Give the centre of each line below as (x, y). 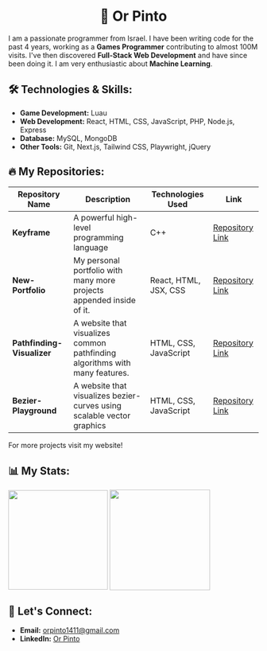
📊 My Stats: (39, 471)
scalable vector (102, 415)
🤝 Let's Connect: (50, 611)
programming (99, 237)
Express (33, 130)
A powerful (94, 217)
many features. (101, 372)
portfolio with (98, 270)
